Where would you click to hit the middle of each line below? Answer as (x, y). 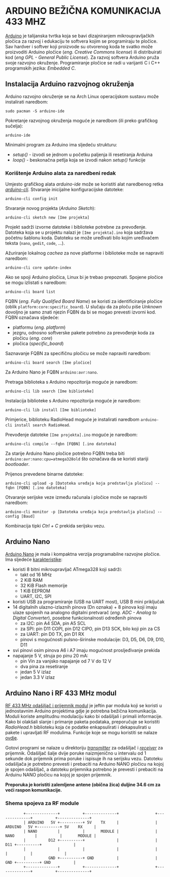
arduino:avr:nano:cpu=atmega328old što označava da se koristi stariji (77, 459)
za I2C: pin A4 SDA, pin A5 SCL (53, 623)
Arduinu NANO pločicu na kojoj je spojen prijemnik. (59, 774)
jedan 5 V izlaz (36, 672)
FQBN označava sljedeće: (32, 318)
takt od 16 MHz (36, 575)
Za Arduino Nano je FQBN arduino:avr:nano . (52, 372)
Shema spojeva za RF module (42, 803)
